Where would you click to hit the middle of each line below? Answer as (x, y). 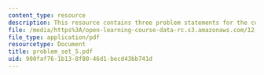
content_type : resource (47, 15)
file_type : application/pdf (54, 37)
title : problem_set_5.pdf (50, 52)
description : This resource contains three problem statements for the (128, 23)
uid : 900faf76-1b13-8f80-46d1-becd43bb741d (81, 59)
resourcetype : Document (47, 45)
